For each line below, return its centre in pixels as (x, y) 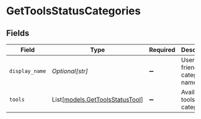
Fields (18, 33)
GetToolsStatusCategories (74, 11)
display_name (28, 71)
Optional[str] (70, 71)
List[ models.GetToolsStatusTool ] (98, 100)
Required (162, 50)
